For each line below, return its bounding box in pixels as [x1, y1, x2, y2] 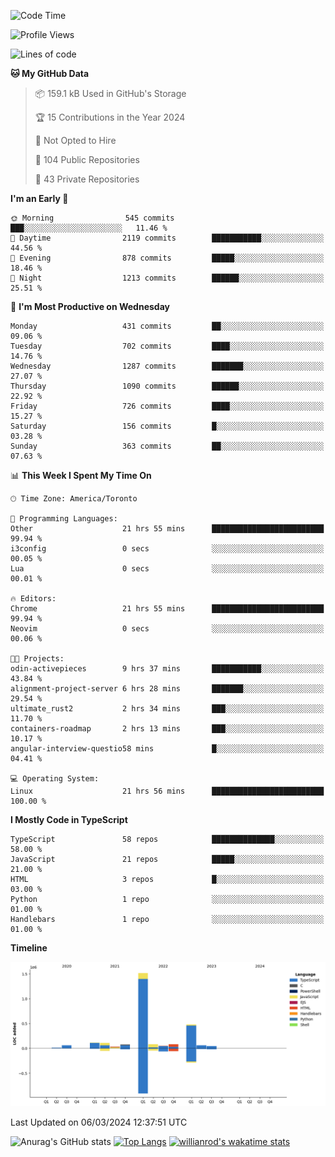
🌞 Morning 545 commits [10, 213, 175, 223]
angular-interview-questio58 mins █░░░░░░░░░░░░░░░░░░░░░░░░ [10, 744, 325, 754]
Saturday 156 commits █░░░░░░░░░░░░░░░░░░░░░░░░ [10, 421, 325, 431]
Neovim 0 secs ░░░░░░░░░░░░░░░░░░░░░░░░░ [10, 624, 325, 634]
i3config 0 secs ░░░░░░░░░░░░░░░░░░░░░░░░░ [10, 544, 325, 554]
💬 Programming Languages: [10, 514, 118, 524]
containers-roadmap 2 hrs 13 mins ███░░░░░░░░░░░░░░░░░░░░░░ [10, 724, 325, 734]
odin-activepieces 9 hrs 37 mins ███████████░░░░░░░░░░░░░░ [10, 664, 325, 674]
